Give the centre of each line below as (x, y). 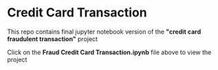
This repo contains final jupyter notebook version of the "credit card (104, 32)
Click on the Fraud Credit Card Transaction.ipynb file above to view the (109, 52)
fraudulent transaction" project (53, 38)
